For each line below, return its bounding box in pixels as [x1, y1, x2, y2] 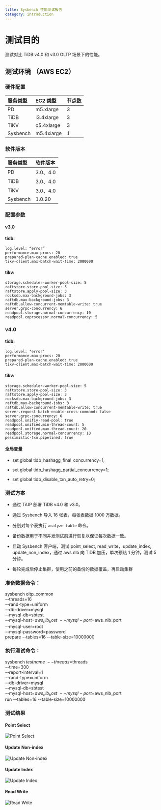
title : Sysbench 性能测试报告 [5, 7, 62, 12]
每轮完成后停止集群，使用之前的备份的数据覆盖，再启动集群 [12, 566, 133, 572]
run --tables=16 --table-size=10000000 [5, 696, 86, 702]
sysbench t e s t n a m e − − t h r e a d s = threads [5, 659, 88, 664]
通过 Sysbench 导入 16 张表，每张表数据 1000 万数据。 [12, 512, 123, 518]
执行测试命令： [5, 647, 41, 654]
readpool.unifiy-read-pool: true [5, 418, 74, 423]
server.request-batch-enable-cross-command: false [5, 409, 111, 414]
